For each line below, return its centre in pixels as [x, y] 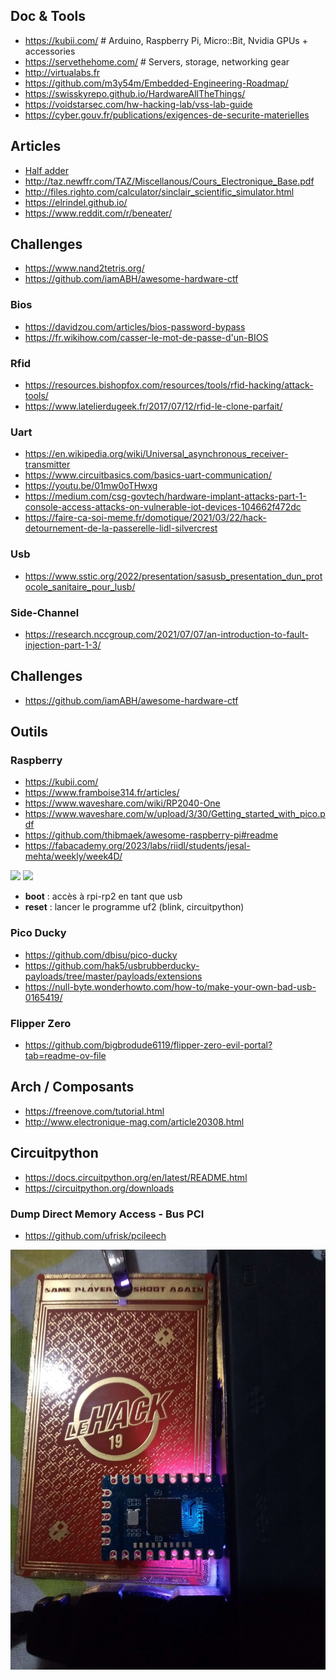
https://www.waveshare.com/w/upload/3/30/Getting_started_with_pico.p [175, 814]
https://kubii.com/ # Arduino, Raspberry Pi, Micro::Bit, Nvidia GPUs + [166, 40]
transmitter [47, 465]
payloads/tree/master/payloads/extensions [113, 976]
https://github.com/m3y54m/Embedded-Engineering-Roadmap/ [156, 83]
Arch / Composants [72, 1087]
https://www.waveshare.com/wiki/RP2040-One [122, 803]
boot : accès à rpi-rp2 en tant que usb [103, 896]
